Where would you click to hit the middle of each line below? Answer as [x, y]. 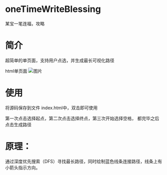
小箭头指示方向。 [23, 168]
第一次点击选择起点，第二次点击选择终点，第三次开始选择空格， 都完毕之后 [82, 118]
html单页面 [16, 71]
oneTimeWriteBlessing [53, 9]
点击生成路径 [18, 124]
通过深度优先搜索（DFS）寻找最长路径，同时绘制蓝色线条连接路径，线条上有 [84, 161]
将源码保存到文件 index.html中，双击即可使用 [52, 108]
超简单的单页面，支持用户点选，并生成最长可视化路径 [60, 60]
